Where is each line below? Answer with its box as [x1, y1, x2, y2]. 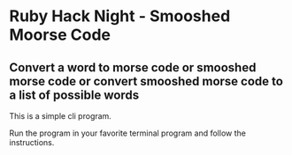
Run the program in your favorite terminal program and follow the [9, 128, 246, 138]
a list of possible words [9, 87, 140, 102]
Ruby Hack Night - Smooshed [9, 6, 231, 26]
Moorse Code [9, 25, 111, 45]
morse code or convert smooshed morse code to [9, 73, 283, 89]
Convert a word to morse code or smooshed [9, 60, 257, 75]
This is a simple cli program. [9, 111, 112, 121]
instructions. [9, 137, 55, 147]
